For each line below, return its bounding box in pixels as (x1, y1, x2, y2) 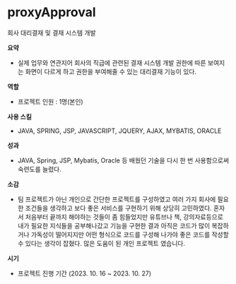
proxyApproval (7, 4, 97, 20)
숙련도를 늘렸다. (17, 165, 61, 173)
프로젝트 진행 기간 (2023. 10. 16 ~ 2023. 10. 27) (17, 269, 152, 278)
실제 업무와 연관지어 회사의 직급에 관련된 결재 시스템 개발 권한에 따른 (17, 58, 206, 67)
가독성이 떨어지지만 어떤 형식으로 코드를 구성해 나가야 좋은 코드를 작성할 (30, 230, 230, 239)
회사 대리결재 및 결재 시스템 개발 (7, 28, 97, 37)
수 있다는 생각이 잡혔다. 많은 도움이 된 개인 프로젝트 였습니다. (17, 239, 186, 247)
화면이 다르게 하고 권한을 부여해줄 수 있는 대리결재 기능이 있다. (25, 67, 196, 76)
